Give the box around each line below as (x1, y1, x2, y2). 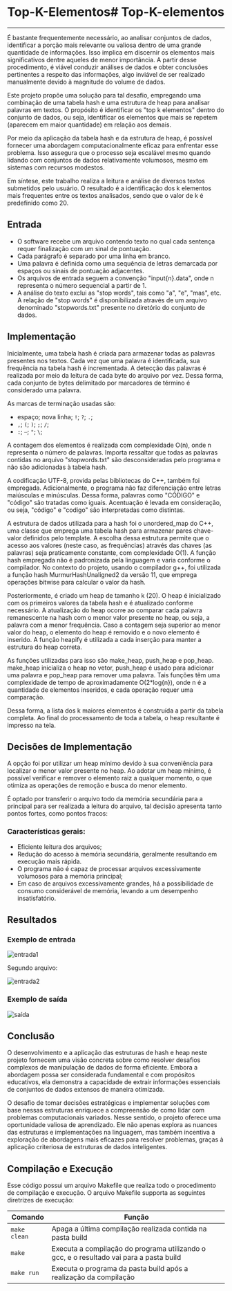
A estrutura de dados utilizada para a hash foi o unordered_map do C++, (7, 519, 214, 527)
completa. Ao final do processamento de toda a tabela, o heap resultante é (7, 713, 220, 722)
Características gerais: (7, 827, 86, 836)
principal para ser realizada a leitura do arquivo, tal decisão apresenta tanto (7, 802, 222, 810)
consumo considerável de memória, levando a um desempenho (17, 886, 198, 895)
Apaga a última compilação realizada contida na (51, 1224, 207, 1234)
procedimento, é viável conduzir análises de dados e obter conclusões (7, 63, 209, 71)
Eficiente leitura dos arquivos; (17, 842, 102, 851)
